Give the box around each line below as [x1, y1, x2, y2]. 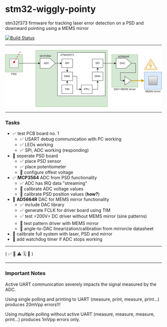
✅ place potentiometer [19, 164, 66, 170]
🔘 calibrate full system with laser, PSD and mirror [12, 231, 113, 237]
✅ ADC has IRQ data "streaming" [19, 180, 87, 186]
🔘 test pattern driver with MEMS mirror [19, 220, 99, 226]
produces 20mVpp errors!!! [5, 301, 61, 307]
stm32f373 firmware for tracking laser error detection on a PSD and [5, 20, 144, 26]
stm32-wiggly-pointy [5, 3, 96, 15]
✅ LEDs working [19, 142, 54, 148]
